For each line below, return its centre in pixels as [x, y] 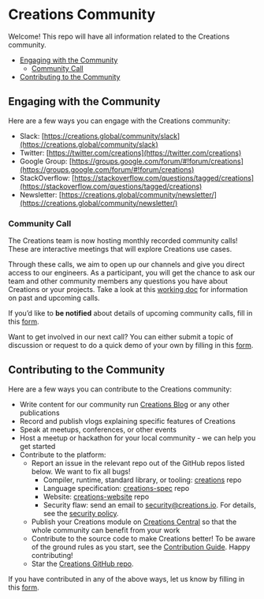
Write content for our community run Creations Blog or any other [125, 404]
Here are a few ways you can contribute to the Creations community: [120, 389]
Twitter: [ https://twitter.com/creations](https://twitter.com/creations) [130, 152]
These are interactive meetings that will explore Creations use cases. [120, 249]
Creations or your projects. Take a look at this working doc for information [128, 290]
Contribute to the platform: [63, 455]
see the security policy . [81, 513]
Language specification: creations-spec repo [116, 488]
